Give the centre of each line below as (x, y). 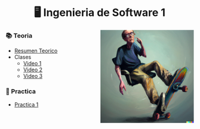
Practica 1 (26, 104)
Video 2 (33, 70)
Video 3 (33, 76)
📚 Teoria (19, 36)
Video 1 (32, 64)
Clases (23, 57)
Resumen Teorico (36, 51)
